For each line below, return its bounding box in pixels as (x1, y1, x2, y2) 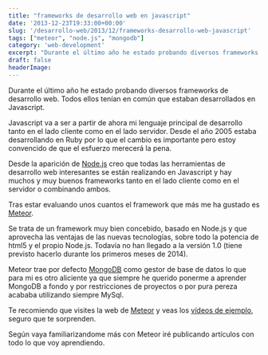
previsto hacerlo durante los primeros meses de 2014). (8, 249, 189, 258)
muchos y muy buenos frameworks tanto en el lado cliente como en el (8, 176, 239, 185)
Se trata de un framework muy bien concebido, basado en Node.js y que (8, 223, 247, 233)
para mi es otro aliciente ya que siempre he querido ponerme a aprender (8, 273, 247, 282)
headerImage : (8, 64, 52, 72)
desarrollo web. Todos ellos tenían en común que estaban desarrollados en (8, 93, 256, 104)
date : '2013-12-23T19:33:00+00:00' (8, 19, 127, 27)
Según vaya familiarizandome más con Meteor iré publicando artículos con (8, 329, 254, 339)
